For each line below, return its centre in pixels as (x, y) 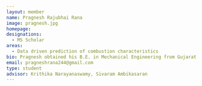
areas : (15, 46)
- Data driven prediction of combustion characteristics (85, 51)
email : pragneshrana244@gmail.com (50, 62)
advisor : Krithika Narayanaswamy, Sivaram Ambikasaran (77, 74)
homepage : (19, 29)
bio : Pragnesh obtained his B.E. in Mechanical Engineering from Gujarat (102, 57)
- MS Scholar (28, 40)
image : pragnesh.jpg (32, 23)
